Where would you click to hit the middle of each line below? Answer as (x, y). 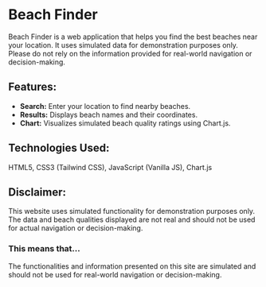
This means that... (45, 249)
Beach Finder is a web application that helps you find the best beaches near (133, 37)
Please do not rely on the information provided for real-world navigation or (130, 53)
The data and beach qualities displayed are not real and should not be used (132, 219)
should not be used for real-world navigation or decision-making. (115, 274)
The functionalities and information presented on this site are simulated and (132, 266)
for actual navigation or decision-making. (76, 228)
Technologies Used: (59, 148)
